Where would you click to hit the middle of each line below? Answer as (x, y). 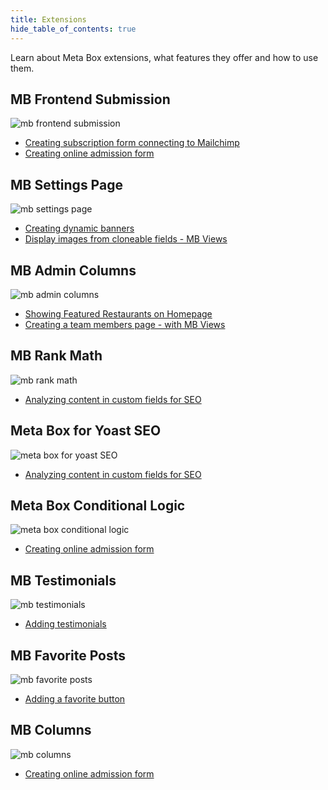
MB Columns (51, 730)
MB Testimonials (63, 580)
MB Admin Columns (73, 270)
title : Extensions (48, 19)
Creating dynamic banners (79, 228)
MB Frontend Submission (90, 99)
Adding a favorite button (75, 699)
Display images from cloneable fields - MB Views (126, 239)
